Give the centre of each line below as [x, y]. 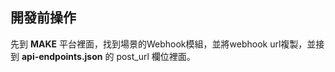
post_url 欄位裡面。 [156, 56]
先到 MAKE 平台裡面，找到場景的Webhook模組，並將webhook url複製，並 [163, 44]
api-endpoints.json [62, 56]
